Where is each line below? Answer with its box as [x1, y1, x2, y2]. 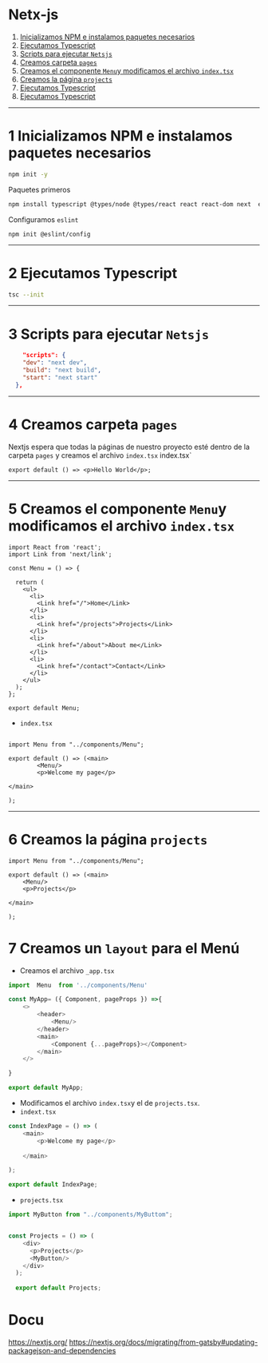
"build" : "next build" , [22, 366, 102, 375]
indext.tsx [19, 1108, 57, 1116]
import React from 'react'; [8, 543, 102, 551]
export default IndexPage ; [8, 1181, 98, 1189]
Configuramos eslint [8, 214, 79, 225]
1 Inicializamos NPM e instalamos [8, 127, 233, 145]
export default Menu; [8, 704, 81, 712]
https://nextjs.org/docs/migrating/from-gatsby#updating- [69, 1337, 258, 1347]
